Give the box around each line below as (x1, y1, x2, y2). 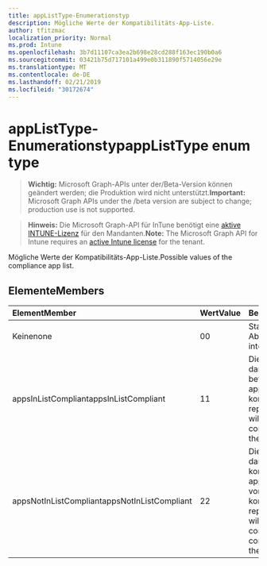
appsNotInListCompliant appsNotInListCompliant (12, 495, 192, 506)
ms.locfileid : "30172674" (8, 85, 94, 94)
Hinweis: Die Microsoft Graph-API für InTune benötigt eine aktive (27, 220, 241, 230)
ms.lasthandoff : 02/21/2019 (8, 78, 102, 86)
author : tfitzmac (8, 26, 66, 34)
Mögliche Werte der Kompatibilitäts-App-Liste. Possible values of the (8, 252, 233, 262)
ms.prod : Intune (8, 41, 62, 49)
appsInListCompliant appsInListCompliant (12, 394, 165, 405)
